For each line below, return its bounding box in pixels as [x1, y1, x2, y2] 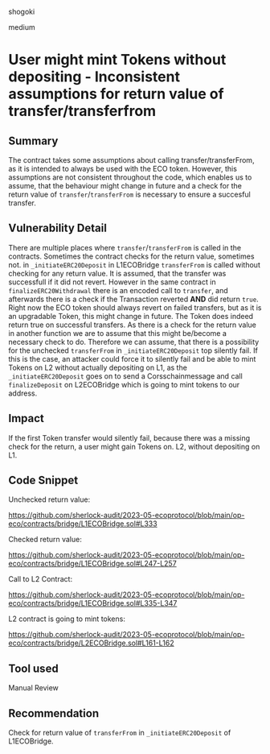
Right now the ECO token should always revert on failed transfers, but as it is [8, 302, 262, 313]
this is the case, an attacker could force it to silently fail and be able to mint [8, 354, 256, 363]
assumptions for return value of [8, 85, 224, 103]
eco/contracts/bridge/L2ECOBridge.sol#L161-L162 [8, 638, 174, 648]
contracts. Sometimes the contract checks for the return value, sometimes [8, 251, 255, 261]
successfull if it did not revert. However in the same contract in [8, 277, 216, 287]
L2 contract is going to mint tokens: [8, 614, 126, 623]
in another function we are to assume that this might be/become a [8, 328, 227, 338]
